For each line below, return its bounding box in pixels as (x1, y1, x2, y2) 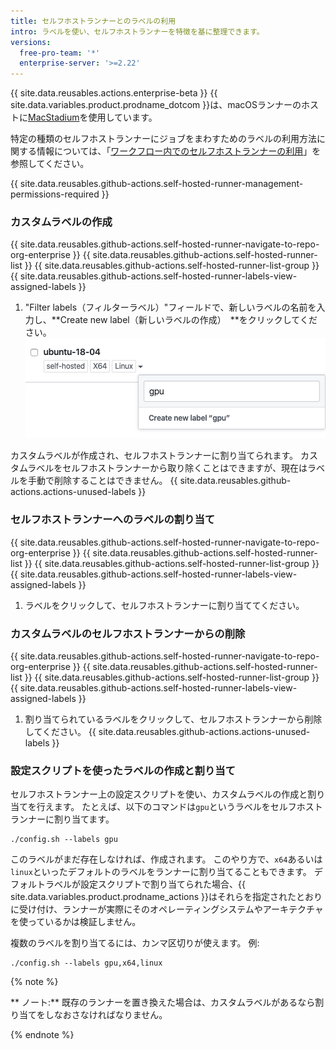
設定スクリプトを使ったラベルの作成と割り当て (10, 763, 236, 777)
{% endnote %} (10, 1029, 75, 1041)
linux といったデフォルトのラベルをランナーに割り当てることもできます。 (10, 866, 312, 878)
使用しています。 (88, 111, 158, 124)
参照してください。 (10, 158, 90, 170)
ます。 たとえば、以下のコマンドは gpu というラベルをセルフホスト (53, 801, 323, 813)
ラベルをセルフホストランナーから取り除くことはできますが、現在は (27, 462, 308, 474)
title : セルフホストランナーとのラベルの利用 (10, 16, 177, 26)
